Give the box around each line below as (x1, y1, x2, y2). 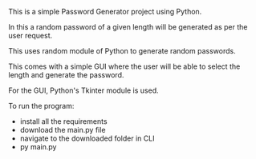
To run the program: (8, 101, 75, 110)
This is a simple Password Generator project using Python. (8, 7, 202, 16)
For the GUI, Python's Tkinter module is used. (8, 85, 159, 95)
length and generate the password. (8, 70, 124, 79)
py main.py (19, 142, 57, 151)
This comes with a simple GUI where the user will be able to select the (8, 62, 241, 71)
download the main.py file (19, 125, 106, 134)
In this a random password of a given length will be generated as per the (8, 22, 248, 31)
